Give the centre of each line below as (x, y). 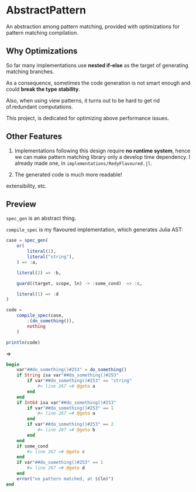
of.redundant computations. (39, 107)
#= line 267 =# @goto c (56, 452)
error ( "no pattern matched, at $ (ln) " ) (65, 479)
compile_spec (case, (40, 315)
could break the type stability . (43, 89)
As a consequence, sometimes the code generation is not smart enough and (98, 83)
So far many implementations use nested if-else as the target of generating (97, 65)
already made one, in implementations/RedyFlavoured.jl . (83, 163)
